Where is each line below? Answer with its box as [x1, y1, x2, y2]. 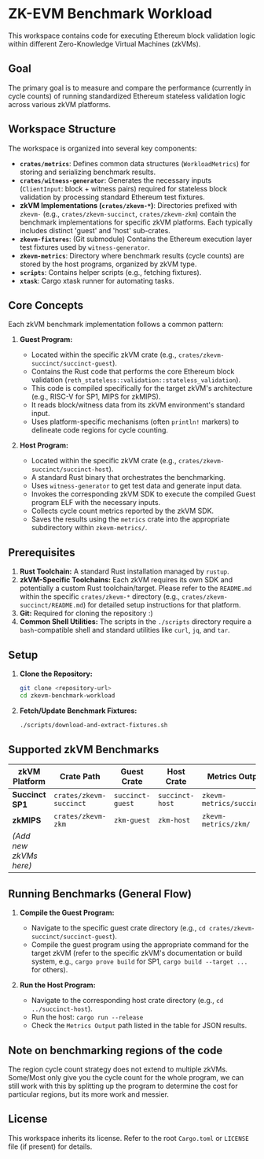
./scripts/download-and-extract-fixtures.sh [19, 721, 168, 729]
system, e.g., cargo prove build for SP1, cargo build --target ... [31, 957, 248, 966]
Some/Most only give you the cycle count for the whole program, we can [8, 1073, 244, 1083]
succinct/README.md [19, 602, 84, 610]
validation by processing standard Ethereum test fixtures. [19, 192, 206, 202]
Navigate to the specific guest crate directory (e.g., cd [31, 923, 206, 933]
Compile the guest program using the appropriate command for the [31, 940, 249, 949]
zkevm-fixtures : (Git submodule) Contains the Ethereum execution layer [19, 234, 253, 243]
